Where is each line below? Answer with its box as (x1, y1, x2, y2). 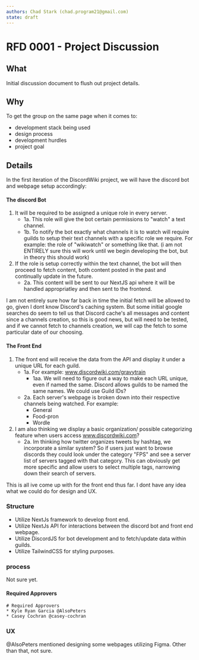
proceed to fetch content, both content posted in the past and (14, 267, 166, 274)
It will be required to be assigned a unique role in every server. (14, 209, 168, 216)
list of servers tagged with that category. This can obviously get (23, 457, 180, 464)
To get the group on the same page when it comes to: (6, 113, 138, 120)
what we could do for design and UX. (6, 487, 97, 495)
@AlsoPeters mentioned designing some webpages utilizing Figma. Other (6, 640, 187, 647)
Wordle (32, 419, 50, 426)
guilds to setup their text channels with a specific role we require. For (23, 235, 193, 242)
